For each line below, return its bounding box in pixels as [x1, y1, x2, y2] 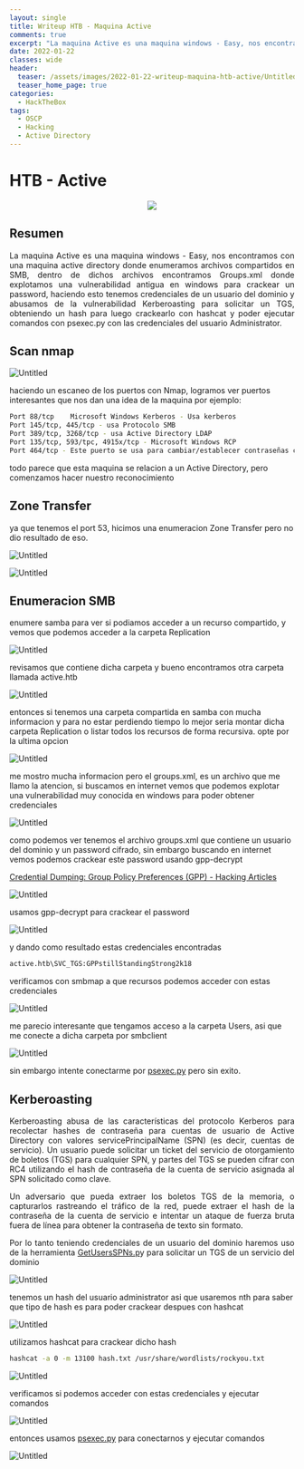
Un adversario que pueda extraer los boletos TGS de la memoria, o [9, 1191, 295, 1202]
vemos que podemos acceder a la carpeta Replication [9, 627, 211, 638]
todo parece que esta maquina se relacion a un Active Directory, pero [9, 462, 269, 473]
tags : [9, 106, 30, 115]
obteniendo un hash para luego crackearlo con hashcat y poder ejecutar [9, 307, 295, 318]
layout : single [9, 13, 67, 23]
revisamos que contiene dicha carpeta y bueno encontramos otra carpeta [9, 662, 285, 673]
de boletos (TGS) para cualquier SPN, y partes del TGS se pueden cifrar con [9, 1155, 295, 1165]
